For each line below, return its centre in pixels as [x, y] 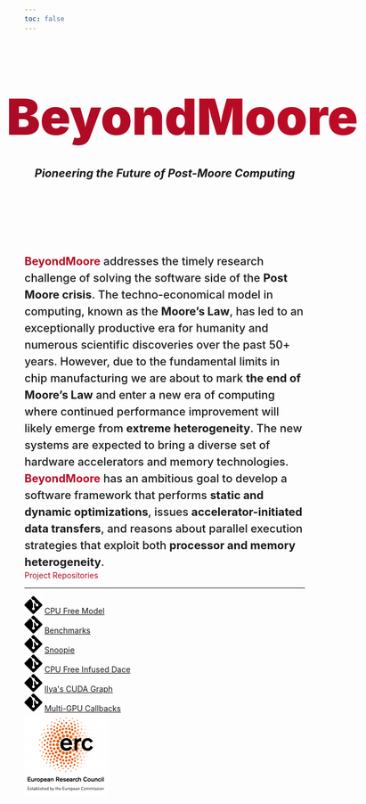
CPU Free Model [74, 611]
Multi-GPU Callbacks [83, 708]
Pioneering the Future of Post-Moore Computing [165, 173]
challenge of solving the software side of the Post [156, 278]
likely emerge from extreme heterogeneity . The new [163, 428]
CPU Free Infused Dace [87, 669]
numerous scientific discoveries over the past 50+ [158, 345]
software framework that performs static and [144, 495]
